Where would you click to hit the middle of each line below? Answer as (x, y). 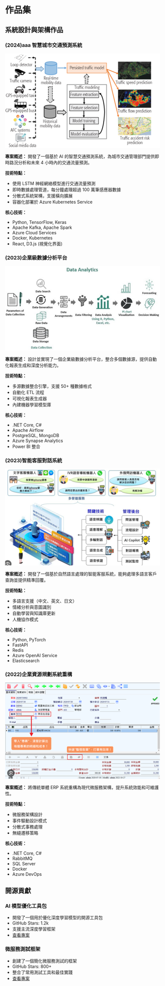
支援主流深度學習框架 (34, 929)
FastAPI (20, 645)
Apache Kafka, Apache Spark (42, 227)
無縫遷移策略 (25, 833)
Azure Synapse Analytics (38, 441)
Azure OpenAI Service (35, 655)
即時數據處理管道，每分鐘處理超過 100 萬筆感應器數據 (67, 190)
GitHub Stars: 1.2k (30, 923)
